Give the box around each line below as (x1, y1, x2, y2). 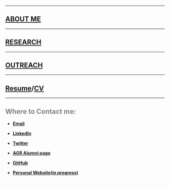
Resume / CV (5, 84, 44, 93)
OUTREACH (5, 61, 43, 70)
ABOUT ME (5, 15, 41, 23)
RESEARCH (5, 38, 41, 47)
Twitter (12, 140, 28, 146)
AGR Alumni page (12, 150, 51, 156)
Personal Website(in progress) (12, 170, 78, 176)
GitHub (12, 160, 28, 166)
